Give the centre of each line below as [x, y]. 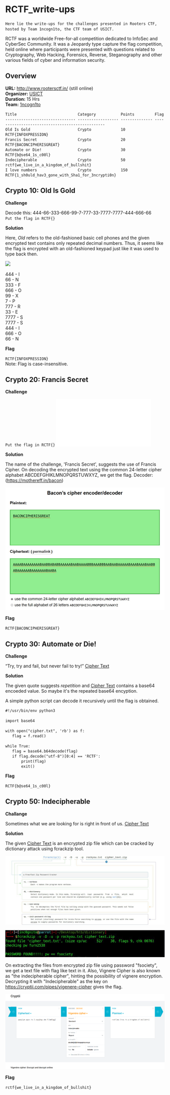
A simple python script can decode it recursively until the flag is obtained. [82, 701]
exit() [28, 766]
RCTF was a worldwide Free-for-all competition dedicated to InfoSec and [81, 39]
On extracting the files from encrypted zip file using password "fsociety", [81, 965]
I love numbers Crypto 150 [67, 170]
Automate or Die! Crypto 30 [65, 150]
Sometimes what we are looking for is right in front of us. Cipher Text [77, 823]
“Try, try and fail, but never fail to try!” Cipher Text [57, 666]
